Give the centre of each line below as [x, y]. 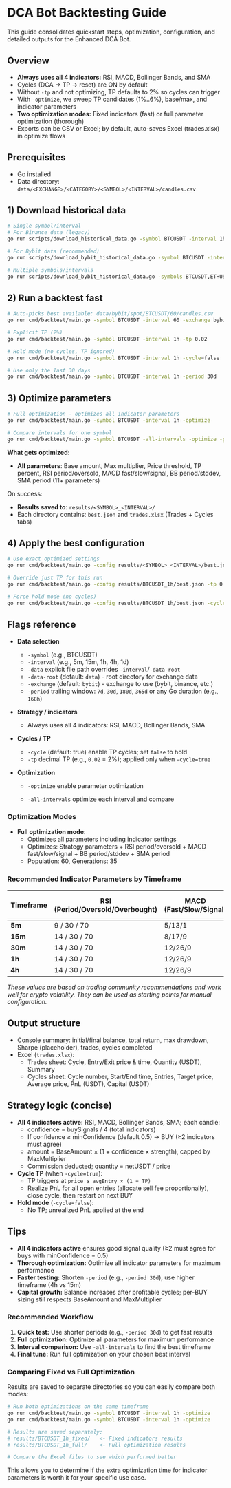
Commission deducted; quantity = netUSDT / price [99, 1166]
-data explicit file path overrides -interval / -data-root [104, 669]
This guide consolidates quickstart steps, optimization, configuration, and [111, 32]
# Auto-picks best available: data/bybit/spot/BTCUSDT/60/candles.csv [110, 314]
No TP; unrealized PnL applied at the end [86, 1210]
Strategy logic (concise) [59, 1106]
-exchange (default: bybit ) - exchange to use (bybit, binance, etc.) [120, 683]
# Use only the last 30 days [49, 370]
